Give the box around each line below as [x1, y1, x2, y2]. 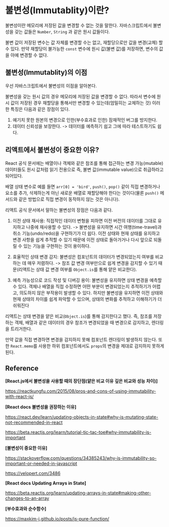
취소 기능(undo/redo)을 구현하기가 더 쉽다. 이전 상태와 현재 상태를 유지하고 [12, 230, 160, 236]
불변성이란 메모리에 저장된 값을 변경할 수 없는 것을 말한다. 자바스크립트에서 [5, 22, 152, 28]
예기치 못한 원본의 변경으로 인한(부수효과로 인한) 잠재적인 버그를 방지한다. [12, 117, 157, 123]
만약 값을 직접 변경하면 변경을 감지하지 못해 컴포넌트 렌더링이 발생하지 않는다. [5, 336, 157, 342]
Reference [5, 364, 39, 372]
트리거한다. [10, 326, 33, 332]
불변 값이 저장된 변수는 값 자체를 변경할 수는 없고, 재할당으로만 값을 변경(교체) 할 [5, 39, 163, 46]
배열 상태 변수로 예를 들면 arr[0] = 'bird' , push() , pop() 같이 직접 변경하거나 [5, 183, 160, 190]
